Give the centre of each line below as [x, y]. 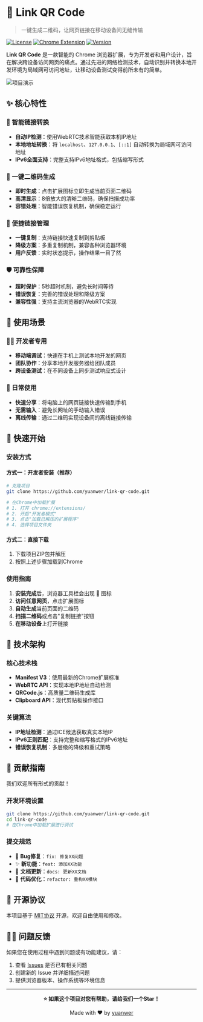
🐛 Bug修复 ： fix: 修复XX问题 [49, 856]
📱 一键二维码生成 [31, 176]
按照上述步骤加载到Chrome [49, 562]
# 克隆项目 [18, 486]
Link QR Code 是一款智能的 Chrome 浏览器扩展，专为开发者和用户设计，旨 [99, 55]
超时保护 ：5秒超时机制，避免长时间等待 [64, 286]
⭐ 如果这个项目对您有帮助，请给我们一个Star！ [101, 999]
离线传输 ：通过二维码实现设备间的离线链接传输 [73, 417]
